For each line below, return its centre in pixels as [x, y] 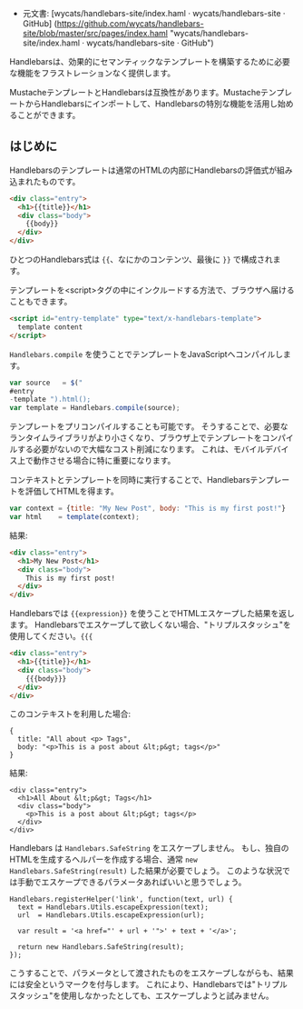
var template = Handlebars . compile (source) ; [95, 408]
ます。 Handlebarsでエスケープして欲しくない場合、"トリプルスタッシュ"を [151, 624]
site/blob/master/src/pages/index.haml [95, 33]
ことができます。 [49, 115]
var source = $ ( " [46, 383]
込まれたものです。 [45, 181]
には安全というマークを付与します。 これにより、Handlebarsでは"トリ [141, 984]
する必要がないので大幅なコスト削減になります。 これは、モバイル [141, 449]
